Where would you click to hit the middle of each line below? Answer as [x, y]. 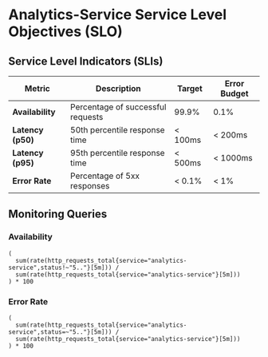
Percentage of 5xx [105, 176]
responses [90, 186]
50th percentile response [118, 130]
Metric [37, 88]
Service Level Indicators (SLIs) [86, 61]
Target [190, 88]
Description [118, 88]
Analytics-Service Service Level [118, 15]
